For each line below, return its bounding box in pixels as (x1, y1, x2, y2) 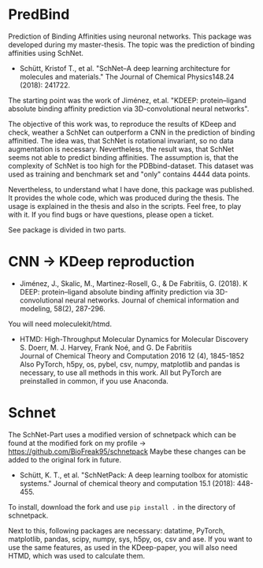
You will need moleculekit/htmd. (8, 319, 113, 329)
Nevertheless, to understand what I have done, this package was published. (8, 184, 254, 194)
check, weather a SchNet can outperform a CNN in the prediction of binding (8, 128, 255, 137)
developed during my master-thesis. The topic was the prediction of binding (8, 39, 255, 49)
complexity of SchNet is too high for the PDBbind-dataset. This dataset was (8, 161, 254, 170)
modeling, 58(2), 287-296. (19, 303, 106, 313)
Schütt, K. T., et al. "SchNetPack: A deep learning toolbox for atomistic (19, 470, 249, 480)
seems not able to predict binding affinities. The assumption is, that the (8, 152, 239, 162)
